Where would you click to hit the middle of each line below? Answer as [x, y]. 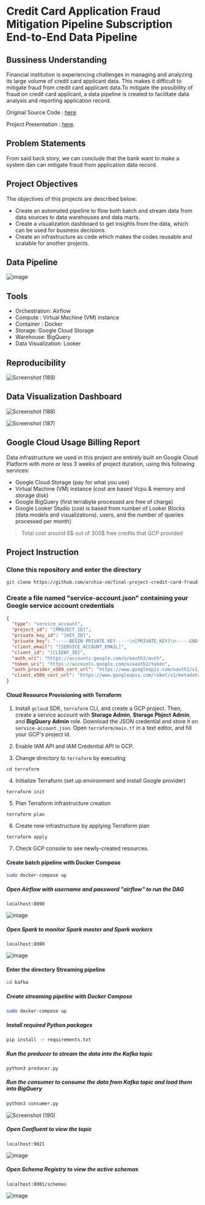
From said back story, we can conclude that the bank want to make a [93, 158]
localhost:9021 [26, 1144]
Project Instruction [43, 552]
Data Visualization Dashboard [64, 397]
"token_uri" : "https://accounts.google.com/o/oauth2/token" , [91, 664]
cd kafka [17, 983]
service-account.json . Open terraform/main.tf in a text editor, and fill [103, 728]
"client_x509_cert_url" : [43, 675]
